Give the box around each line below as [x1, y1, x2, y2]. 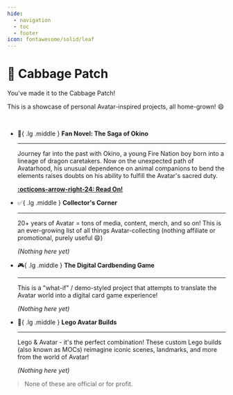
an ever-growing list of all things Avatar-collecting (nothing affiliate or [17, 227, 216, 235]
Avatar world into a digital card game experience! [17, 291, 158, 300]
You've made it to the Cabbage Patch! [7, 89, 116, 97]
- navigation [13, 17, 51, 24]
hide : [7, 10, 23, 17]
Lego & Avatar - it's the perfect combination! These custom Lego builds [17, 338, 222, 346]
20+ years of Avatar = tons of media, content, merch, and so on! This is [17, 219, 222, 227]
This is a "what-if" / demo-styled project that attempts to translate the [17, 284, 217, 292]
